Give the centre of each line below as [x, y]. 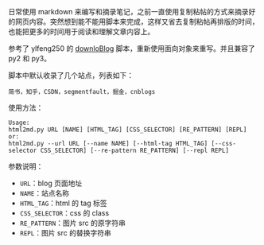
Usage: [19, 122]
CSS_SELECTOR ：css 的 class [64, 213]
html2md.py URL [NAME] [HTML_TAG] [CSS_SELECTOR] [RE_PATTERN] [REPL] [128, 130]
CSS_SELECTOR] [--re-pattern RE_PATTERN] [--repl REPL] [134, 150]
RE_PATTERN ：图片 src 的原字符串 [72, 223]
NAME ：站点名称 [45, 193]
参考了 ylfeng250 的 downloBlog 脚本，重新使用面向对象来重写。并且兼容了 [132, 49]
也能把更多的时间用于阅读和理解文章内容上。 [82, 31]
